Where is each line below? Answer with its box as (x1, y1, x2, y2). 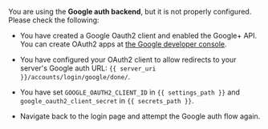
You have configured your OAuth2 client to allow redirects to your (19, 55, 237, 64)
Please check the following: (8, 15, 99, 25)
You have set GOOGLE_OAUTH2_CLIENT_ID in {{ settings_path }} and (19, 87, 241, 97)
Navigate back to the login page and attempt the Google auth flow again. (19, 111, 261, 121)
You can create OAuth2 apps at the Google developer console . (19, 39, 227, 49)
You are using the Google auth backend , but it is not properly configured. (8, 7, 252, 16)
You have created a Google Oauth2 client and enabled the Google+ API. (19, 31, 258, 40)
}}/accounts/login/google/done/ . (19, 72, 131, 81)
